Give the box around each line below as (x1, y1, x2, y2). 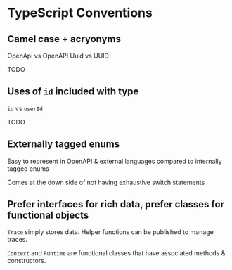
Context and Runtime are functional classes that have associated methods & (7, 249, 226, 257)
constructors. (7, 257, 46, 265)
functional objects (7, 210, 89, 221)
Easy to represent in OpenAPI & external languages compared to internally (7, 157, 223, 165)
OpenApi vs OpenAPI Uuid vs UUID (7, 51, 109, 60)
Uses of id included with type (7, 86, 139, 98)
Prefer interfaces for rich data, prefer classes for (7, 198, 225, 210)
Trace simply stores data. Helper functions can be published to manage (7, 228, 214, 236)
